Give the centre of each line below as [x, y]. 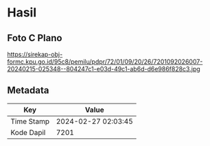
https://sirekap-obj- [35, 54]
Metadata [28, 90]
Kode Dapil [28, 132]
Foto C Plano [35, 38]
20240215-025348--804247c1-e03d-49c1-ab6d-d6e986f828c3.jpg [104, 69]
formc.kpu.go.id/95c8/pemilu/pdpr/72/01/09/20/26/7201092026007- [105, 62]
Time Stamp [30, 121]
